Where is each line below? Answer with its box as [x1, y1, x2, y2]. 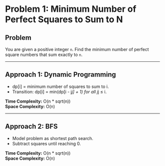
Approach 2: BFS [5, 122, 58, 131]
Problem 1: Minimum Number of [5, 3, 137, 15]
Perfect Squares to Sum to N [5, 14, 123, 25]
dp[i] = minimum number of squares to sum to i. [12, 83, 109, 89]
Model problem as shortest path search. [12, 135, 93, 141]
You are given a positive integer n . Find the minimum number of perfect [5, 47, 149, 52]
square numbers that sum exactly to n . [5, 52, 82, 57]
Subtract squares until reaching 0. [12, 140, 81, 146]
